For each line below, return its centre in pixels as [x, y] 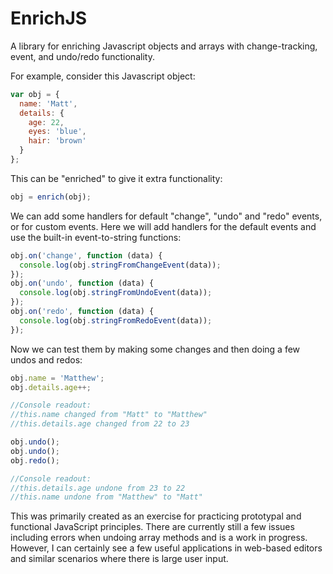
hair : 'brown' [57, 141]
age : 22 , [46, 122]
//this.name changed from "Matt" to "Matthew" [109, 415]
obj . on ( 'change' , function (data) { [86, 255]
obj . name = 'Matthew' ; [57, 378]
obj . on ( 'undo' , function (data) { [82, 283]
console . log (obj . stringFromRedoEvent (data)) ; [116, 320]
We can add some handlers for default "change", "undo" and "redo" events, [166, 216]
